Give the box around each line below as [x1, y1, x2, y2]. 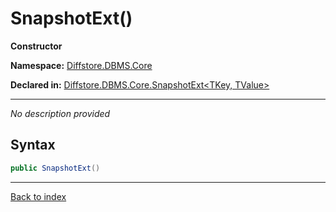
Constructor [10, 40, 63, 52]
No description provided [10, 107, 111, 119]
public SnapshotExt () [10, 163, 101, 173]
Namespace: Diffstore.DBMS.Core [10, 59, 153, 71]
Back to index [10, 190, 67, 202]
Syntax [10, 137, 56, 154]
